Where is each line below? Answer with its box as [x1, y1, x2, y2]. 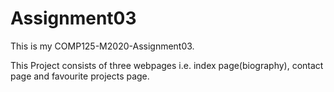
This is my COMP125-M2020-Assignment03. [10, 40, 195, 52]
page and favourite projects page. [10, 70, 150, 82]
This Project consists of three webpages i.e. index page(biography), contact [10, 59, 324, 71]
